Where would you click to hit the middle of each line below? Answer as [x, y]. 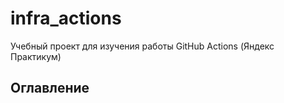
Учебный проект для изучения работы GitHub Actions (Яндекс [142, 46]
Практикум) [36, 56]
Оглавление [50, 88]
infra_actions [66, 18]
